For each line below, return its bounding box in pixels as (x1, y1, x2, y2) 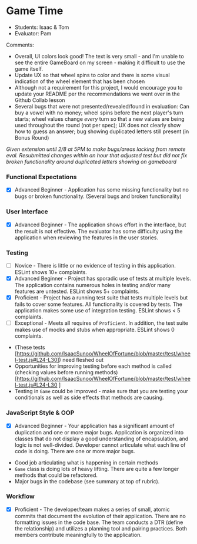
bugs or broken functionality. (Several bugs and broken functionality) (14, 193, 182, 200)
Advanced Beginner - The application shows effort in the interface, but (14, 221, 186, 228)
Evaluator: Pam (14, 29, 52, 37)
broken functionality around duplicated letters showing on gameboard (6, 158, 177, 165)
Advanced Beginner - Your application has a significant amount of (14, 422, 175, 429)
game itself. (14, 65, 43, 72)
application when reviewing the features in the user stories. (14, 234, 159, 241)
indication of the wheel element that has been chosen (14, 78, 145, 85)
